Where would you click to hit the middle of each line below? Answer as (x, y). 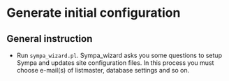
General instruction (50, 39)
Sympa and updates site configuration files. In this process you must (115, 63)
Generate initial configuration (94, 13)
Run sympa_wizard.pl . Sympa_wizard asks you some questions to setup (119, 55)
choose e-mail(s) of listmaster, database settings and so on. (103, 70)
